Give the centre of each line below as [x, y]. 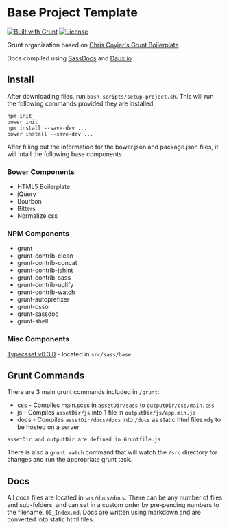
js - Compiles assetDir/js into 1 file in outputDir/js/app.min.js [106, 413]
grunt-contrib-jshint [45, 270]
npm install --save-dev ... [47, 128]
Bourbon [29, 201]
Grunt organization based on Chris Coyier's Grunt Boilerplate [93, 45]
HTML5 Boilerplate [44, 187]
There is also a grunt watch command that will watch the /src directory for [112, 452]
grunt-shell [33, 321]
